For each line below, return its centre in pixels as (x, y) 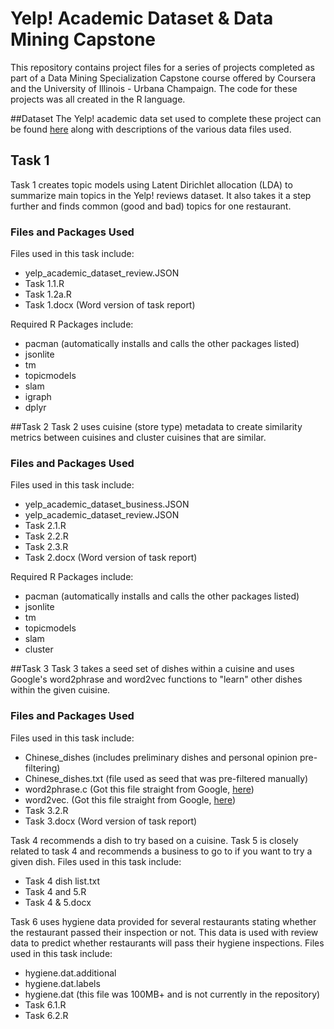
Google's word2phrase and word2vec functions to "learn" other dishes (156, 679)
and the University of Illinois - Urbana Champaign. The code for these (154, 88)
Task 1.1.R (44, 284)
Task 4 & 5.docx (58, 902)
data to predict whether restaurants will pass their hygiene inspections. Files (167, 943)
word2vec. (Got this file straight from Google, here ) (130, 799)
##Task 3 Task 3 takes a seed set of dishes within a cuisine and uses (152, 669)
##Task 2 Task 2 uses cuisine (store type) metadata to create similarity (156, 427)
